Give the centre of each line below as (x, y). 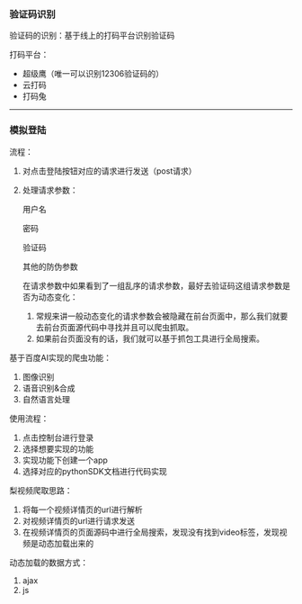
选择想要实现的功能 (58, 448)
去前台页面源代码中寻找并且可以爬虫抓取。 (115, 327)
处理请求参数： (50, 190)
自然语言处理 (46, 399)
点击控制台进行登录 (58, 437)
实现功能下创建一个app (65, 460)
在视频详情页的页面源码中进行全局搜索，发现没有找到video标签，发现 (151, 532)
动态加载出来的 (66, 543)
